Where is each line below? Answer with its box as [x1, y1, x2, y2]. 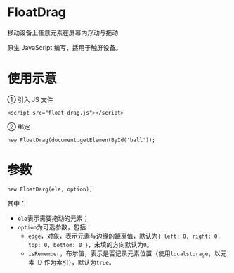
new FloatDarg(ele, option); [7, 186, 93, 193]
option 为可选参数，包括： [17, 222, 93, 231]
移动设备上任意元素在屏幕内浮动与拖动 [7, 28, 118, 37]
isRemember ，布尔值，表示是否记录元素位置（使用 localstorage [27, 249, 209, 258]
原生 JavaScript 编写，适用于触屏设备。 [7, 43, 122, 51]
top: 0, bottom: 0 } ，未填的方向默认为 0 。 [27, 240, 153, 248]
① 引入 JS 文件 [7, 95, 54, 103]
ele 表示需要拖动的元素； [17, 214, 89, 222]
